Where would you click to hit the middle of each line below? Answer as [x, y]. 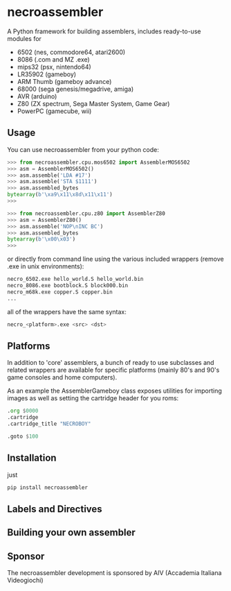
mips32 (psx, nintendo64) [54, 67]
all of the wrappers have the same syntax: [67, 311]
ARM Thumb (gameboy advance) [64, 81]
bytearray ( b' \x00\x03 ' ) [41, 239]
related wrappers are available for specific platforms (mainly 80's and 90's [113, 370]
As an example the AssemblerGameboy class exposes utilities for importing [115, 391]
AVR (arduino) [37, 96]
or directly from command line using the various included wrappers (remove [115, 259]
